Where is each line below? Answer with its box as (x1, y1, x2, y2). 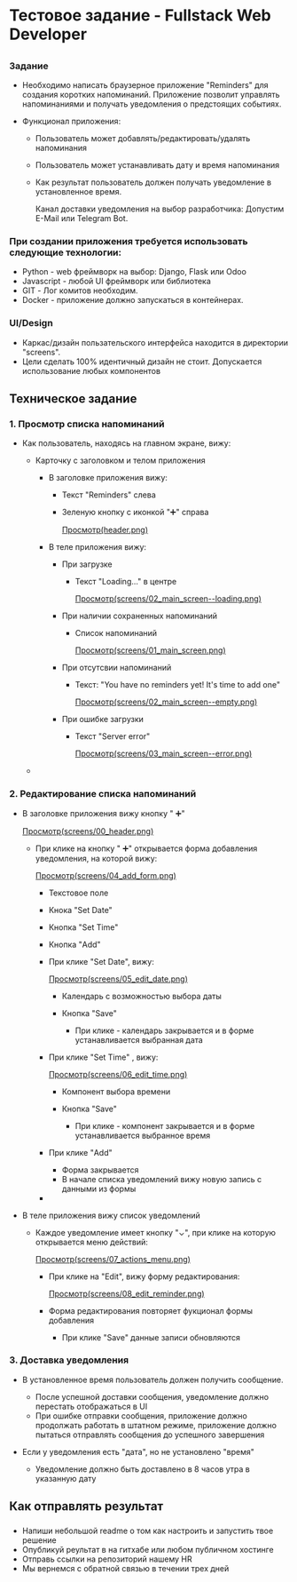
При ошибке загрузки (61, 714, 145, 725)
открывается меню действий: (35, 1236, 149, 1247)
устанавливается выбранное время (74, 1130, 211, 1141)
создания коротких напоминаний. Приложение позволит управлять (21, 89, 281, 99)
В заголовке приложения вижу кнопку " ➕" (21, 807, 186, 818)
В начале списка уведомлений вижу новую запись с (61, 1173, 262, 1184)
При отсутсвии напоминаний (61, 663, 172, 673)
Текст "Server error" (74, 731, 151, 742)
